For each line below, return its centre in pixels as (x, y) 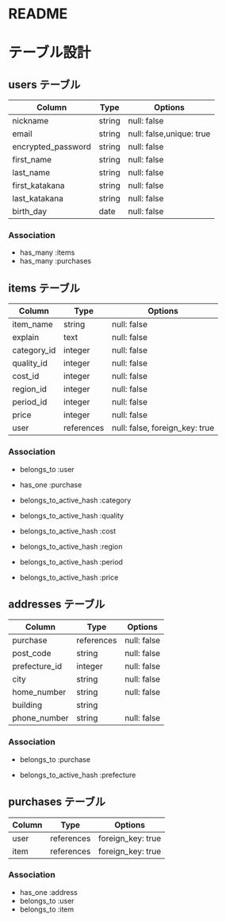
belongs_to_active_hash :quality (72, 515)
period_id (30, 402)
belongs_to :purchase (55, 759)
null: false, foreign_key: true (163, 428)
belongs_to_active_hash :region (71, 546)
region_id (30, 389)
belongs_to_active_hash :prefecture (78, 775)
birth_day (30, 212)
